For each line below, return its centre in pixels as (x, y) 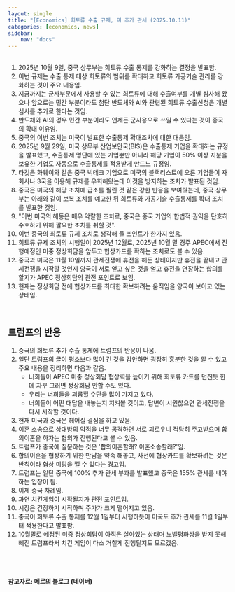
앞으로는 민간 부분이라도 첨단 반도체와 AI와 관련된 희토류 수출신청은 (123, 102)
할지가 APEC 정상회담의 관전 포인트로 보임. (77, 277)
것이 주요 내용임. (59, 85)
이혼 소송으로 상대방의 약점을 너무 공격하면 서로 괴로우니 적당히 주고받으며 (119, 429)
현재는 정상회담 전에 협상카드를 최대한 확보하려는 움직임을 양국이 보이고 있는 (122, 286)
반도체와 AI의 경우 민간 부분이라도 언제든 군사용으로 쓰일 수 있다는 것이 (114, 120)
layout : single (30, 14)
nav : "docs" (38, 40)
